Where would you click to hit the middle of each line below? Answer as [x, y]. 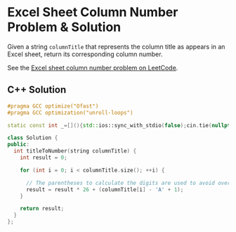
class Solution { [33, 138]
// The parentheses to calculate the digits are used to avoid [120, 183]
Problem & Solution [64, 27]
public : [19, 145]
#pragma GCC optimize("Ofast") [53, 106]
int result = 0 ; [44, 157]
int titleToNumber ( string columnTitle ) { [75, 151]
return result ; [42, 209]
